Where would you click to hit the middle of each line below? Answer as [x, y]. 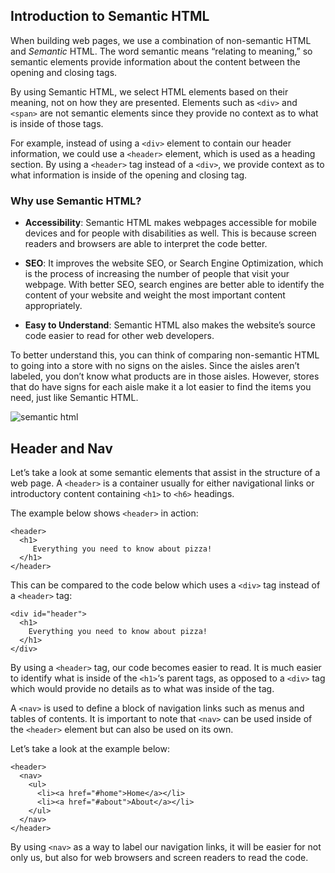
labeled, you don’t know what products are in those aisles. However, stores [165, 376]
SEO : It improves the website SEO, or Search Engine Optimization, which [174, 263]
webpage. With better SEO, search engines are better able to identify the [174, 285]
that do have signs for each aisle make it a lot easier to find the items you [161, 387]
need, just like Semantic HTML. [74, 398]
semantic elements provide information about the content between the [155, 61]
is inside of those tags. [57, 123]
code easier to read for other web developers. [119, 336]
